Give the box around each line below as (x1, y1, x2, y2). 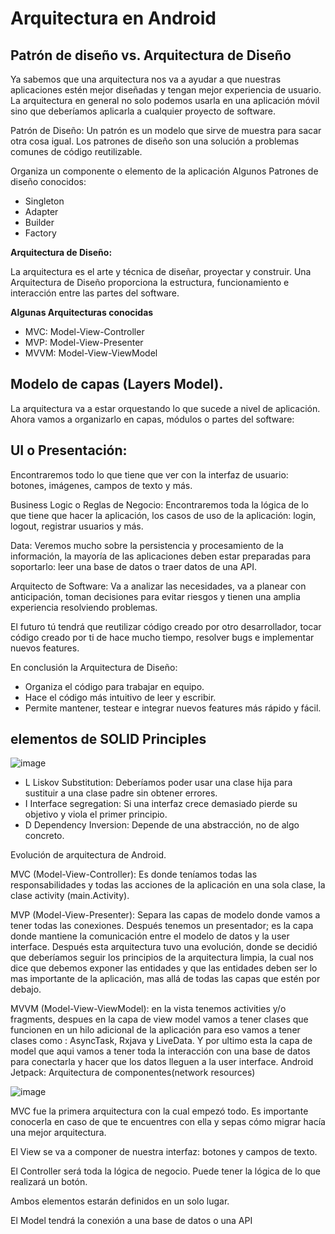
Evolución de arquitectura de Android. (10, 849, 167, 861)
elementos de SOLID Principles (10, 731, 207, 748)
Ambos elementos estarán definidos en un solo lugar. (10, 1195, 230, 1207)
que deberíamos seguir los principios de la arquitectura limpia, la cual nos (10, 952, 314, 964)
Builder (24, 217, 55, 228)
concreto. (24, 830, 65, 842)
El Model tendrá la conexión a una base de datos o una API (10, 1215, 253, 1227)
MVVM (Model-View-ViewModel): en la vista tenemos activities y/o (10, 1003, 287, 1015)
